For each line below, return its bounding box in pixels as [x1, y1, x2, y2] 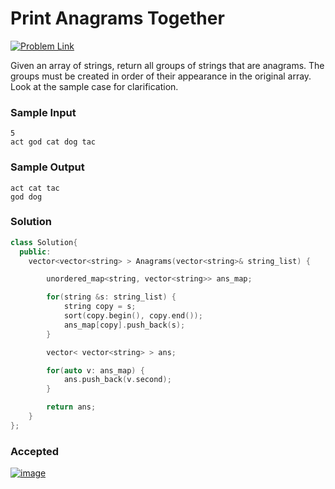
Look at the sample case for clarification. [10, 80, 179, 92]
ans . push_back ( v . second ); [63, 375, 172, 385]
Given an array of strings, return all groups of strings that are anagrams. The [10, 59, 325, 71]
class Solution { [10, 237, 78, 247]
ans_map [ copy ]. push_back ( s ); [63, 320, 186, 330]
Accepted [10, 444, 60, 458]
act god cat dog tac [10, 137, 97, 147]
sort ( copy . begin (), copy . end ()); [63, 311, 203, 321]
